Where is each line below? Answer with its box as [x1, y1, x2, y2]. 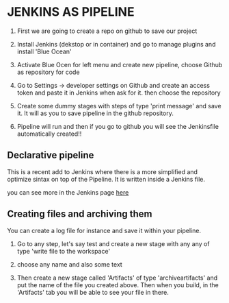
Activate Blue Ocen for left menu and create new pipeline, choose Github [16, 60, 223, 69]
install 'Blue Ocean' [16, 47, 72, 56]
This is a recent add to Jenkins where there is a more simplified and [7, 167, 198, 175]
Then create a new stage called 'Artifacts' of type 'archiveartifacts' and [16, 274, 218, 282]
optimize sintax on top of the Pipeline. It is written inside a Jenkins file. [7, 175, 206, 183]
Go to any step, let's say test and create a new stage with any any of [16, 239, 210, 247]
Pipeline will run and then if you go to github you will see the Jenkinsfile [16, 122, 219, 130]
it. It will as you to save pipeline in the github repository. [16, 109, 174, 117]
